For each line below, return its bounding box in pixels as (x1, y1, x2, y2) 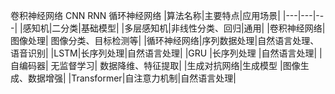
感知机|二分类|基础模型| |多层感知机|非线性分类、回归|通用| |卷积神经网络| (22, 22, 326, 34)
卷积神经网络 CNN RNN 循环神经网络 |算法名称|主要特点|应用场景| (10, 10, 281, 21)
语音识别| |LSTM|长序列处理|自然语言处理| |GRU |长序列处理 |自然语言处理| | (10, 47, 323, 59)
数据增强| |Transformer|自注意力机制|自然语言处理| (27, 72, 237, 84)
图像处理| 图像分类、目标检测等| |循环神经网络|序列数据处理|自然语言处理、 (10, 35, 320, 46)
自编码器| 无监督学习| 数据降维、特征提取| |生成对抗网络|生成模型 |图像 (10, 60, 301, 71)
